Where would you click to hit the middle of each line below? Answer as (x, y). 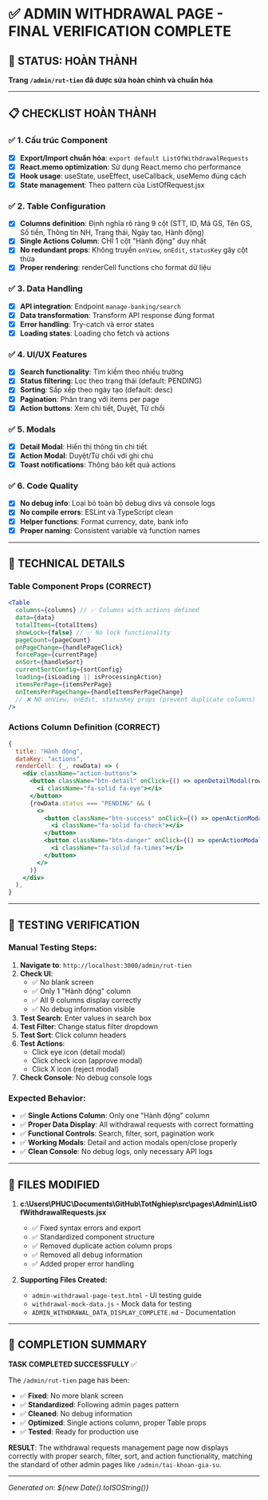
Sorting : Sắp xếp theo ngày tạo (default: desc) (96, 390)
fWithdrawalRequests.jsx (63, 1212)
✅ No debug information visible (83, 1009)
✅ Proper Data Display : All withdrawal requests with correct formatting (136, 1124)
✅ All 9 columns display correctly (87, 1000)
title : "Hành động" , (49, 751)
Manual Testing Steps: (53, 948)
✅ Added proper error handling (83, 1263)
